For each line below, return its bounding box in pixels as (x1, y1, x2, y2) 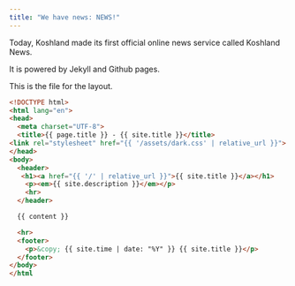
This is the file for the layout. (9, 80, 113, 91)
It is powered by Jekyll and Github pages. (9, 64, 161, 74)
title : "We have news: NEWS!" (9, 12, 121, 22)
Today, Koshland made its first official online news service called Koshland (9, 37, 281, 48)
